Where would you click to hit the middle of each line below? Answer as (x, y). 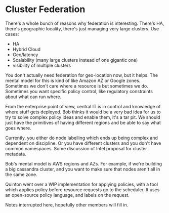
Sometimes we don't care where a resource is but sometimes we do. (77, 86)
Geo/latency (25, 55)
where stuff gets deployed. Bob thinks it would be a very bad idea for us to (83, 112)
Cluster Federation (45, 9)
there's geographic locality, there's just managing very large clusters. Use (82, 28)
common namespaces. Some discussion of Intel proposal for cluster (76, 148)
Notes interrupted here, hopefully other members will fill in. (67, 205)
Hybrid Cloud (26, 49)
